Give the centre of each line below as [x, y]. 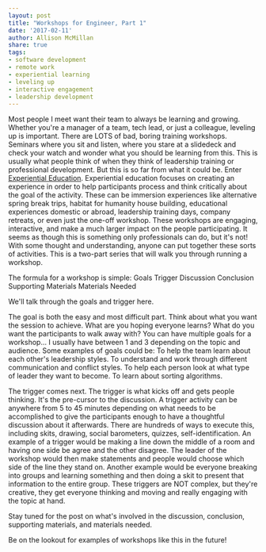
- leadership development [51, 97]
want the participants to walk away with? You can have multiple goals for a [130, 334]
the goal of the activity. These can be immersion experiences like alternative [133, 195]
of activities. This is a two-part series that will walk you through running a [128, 254]
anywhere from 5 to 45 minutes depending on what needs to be [112, 408]
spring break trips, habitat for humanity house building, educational [118, 204]
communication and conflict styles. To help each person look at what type [129, 368]
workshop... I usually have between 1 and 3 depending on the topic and [124, 343]
